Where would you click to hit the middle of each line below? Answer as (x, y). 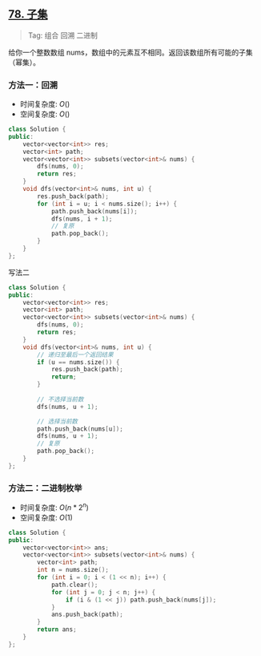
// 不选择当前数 (60, 399)
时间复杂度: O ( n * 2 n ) (54, 506)
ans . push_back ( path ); (87, 615)
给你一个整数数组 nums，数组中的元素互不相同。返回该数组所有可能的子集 (131, 52)
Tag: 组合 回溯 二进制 (63, 35)
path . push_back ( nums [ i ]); (94, 211)
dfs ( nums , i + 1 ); (82, 219)
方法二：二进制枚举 (45, 488)
